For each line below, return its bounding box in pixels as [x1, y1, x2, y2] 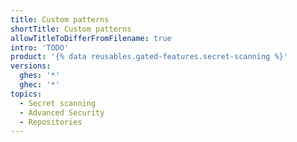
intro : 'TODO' [10, 42, 70, 53]
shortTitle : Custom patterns [10, 24, 132, 34]
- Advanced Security [19, 107, 105, 118]
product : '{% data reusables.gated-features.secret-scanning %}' [10, 52, 288, 62]
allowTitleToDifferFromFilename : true [10, 33, 172, 43]
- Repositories [19, 117, 83, 127]
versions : [10, 61, 52, 71]
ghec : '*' [19, 80, 60, 90]
